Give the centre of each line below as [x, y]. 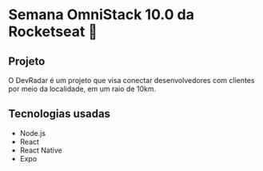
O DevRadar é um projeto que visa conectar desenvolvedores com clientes [131, 80]
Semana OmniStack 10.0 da [101, 15]
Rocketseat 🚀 [53, 32]
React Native [41, 150]
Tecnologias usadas [59, 114]
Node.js [33, 133]
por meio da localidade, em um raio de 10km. [82, 89]
